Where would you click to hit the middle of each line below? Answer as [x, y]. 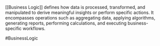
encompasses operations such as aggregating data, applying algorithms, [80, 18]
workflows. [34, 28]
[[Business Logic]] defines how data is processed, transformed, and [75, 7]
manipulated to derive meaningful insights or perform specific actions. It [79, 12]
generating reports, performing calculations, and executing [66, 23]
